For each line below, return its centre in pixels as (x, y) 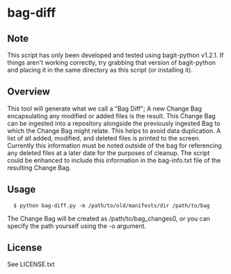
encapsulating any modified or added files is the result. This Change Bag (111, 115)
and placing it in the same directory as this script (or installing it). (100, 70)
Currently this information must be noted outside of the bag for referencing (115, 145)
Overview (29, 92)
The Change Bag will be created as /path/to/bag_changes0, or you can (109, 218)
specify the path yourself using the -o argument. (77, 226)
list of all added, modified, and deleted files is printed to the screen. (104, 138)
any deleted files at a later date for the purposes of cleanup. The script (109, 153)
